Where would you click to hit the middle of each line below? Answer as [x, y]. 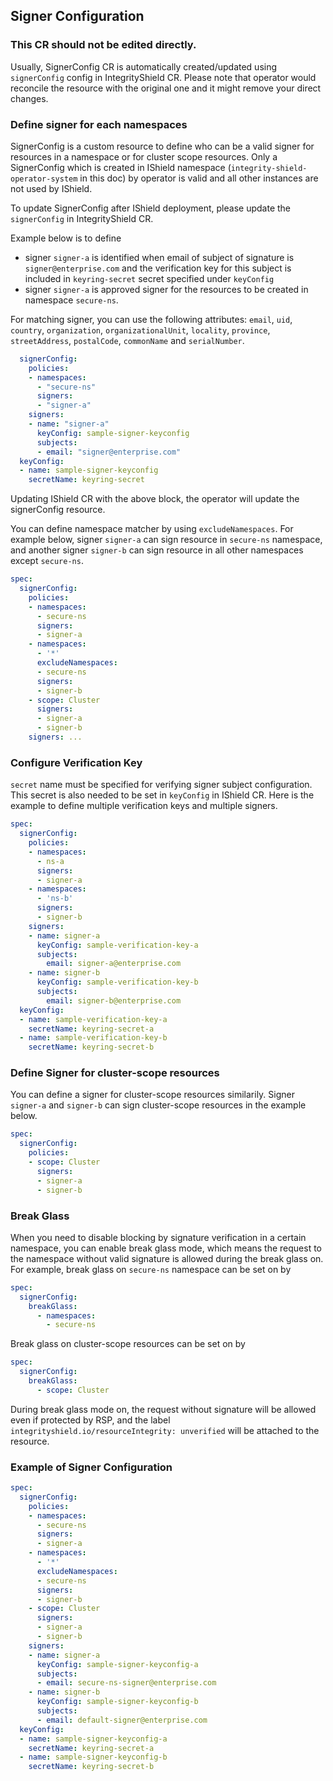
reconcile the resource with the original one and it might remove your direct [166, 88]
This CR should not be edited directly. [103, 45]
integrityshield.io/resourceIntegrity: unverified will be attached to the [165, 1430]
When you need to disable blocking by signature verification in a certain [158, 1237]
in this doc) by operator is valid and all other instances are [199, 178]
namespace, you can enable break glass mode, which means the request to [166, 1248]
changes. [29, 98]
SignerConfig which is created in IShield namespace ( [121, 167]
